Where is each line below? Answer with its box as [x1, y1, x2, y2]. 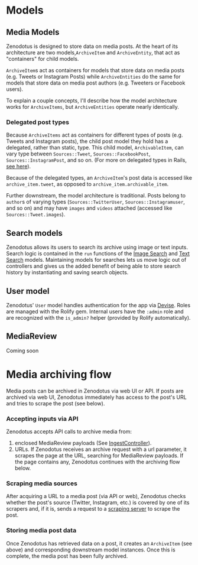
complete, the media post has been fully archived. [6, 552, 128, 559]
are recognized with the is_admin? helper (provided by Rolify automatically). [6, 314, 191, 321]
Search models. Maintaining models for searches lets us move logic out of [6, 256, 187, 264]
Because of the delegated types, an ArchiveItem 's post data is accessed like [6, 174, 192, 181]
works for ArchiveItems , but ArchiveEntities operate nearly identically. [6, 103, 179, 110]
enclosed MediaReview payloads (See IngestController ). [14, 439, 152, 446]
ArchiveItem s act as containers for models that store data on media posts [6, 67, 185, 74]
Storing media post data [6, 527, 77, 535]
